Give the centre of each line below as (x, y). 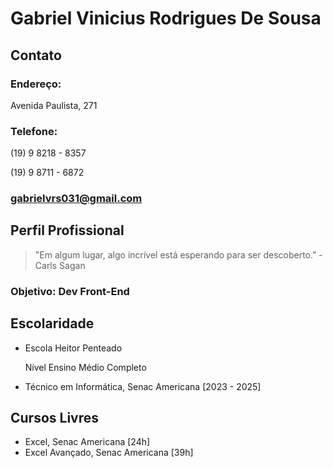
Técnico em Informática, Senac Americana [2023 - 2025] (143, 386)
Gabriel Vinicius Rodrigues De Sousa (166, 18)
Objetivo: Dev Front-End (70, 291)
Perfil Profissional (67, 230)
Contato (36, 55)
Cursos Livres (55, 418)
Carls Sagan (60, 265)
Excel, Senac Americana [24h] (87, 442)
